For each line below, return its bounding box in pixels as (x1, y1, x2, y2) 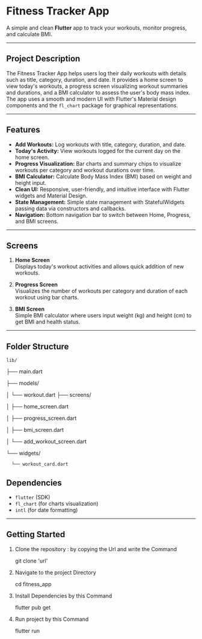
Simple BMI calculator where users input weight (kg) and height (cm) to (14, 312, 192, 319)
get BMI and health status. (14, 318, 81, 326)
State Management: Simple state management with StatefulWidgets (14, 198, 185, 205)
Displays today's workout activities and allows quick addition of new (14, 263, 185, 270)
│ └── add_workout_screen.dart (6, 438, 87, 445)
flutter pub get (14, 603, 51, 611)
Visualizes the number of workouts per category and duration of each (14, 287, 188, 295)
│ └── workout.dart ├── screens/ (6, 391, 91, 399)
